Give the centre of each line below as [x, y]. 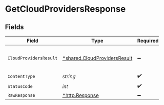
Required [148, 41]
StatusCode [20, 86]
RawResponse [21, 95]
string [69, 76]
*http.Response [81, 95]
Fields [15, 27]
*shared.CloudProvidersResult [97, 58]
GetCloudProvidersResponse [65, 9]
